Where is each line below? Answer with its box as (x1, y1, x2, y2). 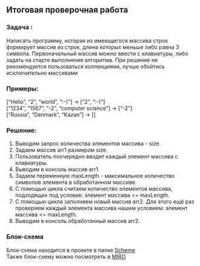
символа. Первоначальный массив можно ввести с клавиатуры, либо (6, 50, 188, 57)
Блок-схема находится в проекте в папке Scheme (6, 246, 135, 254)
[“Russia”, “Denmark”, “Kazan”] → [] (6, 111, 96, 118)
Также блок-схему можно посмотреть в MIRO (6, 253, 126, 260)
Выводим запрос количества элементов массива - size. (15, 140, 161, 148)
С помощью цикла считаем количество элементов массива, (15, 185, 173, 193)
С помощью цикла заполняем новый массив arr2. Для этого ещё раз (15, 198, 195, 205)
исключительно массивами (6, 69, 78, 77)
